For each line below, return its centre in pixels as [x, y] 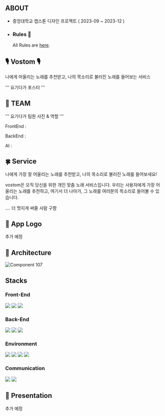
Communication [25, 368]
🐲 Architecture [28, 253]
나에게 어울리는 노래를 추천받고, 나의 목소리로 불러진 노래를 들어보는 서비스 [78, 77]
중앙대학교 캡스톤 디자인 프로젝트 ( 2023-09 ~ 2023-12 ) [68, 21]
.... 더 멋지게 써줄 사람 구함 [31, 208]
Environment [21, 344]
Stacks [16, 280]
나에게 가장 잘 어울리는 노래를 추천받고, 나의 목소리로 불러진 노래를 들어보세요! [81, 174]
